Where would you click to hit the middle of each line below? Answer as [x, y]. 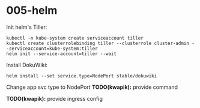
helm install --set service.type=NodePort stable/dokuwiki [82, 76]
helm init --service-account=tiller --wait [62, 54]
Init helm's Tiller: [27, 27]
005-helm [32, 10]
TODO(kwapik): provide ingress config [55, 98]
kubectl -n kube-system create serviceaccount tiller [75, 38]
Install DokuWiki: [27, 65]
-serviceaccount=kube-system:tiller [52, 49]
